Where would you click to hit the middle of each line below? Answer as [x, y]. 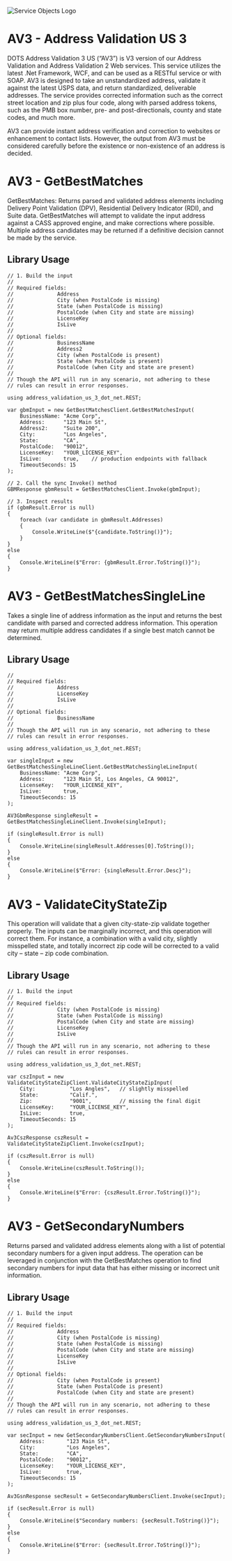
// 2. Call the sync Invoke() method [62, 483]
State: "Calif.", [59, 1095]
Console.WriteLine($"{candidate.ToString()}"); [102, 532]
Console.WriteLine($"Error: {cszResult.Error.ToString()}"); [110, 1193]
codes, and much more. [41, 117]
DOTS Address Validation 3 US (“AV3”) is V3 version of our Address [105, 58]
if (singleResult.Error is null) [56, 834]
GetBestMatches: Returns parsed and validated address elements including [115, 200]
